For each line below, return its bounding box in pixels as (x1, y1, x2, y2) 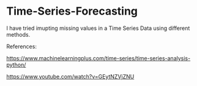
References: (6, 43, 37, 50)
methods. (6, 30, 31, 38)
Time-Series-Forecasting (6, 4, 138, 18)
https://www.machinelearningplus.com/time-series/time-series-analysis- (6, 54, 191, 62)
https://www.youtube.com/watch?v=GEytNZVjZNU (6, 73, 135, 80)
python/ (6, 61, 26, 68)
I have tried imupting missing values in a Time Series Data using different (6, 24, 190, 32)
